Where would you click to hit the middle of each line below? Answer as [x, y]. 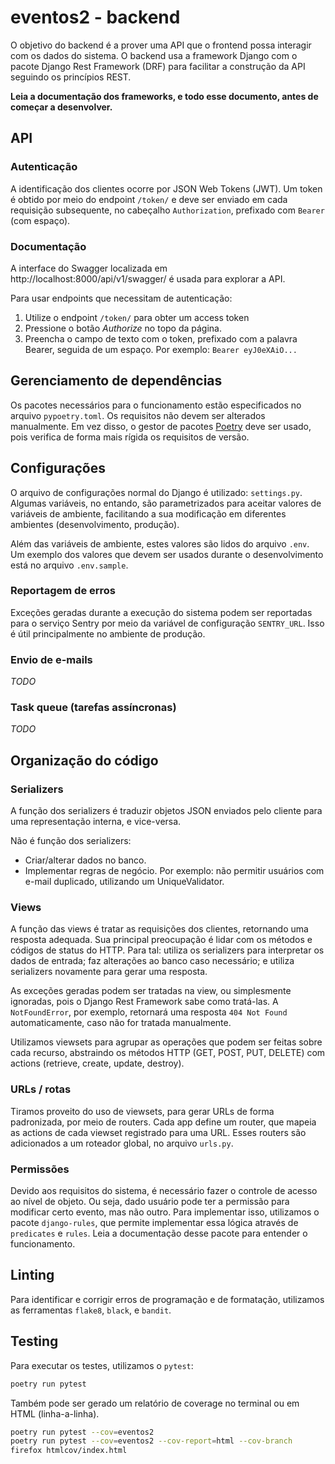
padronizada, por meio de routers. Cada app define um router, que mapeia [163, 1122]
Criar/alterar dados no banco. [85, 860]
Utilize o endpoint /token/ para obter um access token [137, 317]
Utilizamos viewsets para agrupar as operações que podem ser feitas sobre [166, 1042]
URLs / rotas [41, 1089]
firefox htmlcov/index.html [69, 1451]
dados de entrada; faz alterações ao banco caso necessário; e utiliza [152, 961]
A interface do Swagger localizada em [89, 268]
